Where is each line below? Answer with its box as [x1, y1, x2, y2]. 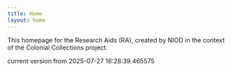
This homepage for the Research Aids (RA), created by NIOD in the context [7, 35, 225, 44]
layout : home [7, 17, 46, 24]
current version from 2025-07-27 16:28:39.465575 [7, 56, 155, 65]
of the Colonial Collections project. [7, 43, 108, 52]
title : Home [7, 10, 42, 17]
